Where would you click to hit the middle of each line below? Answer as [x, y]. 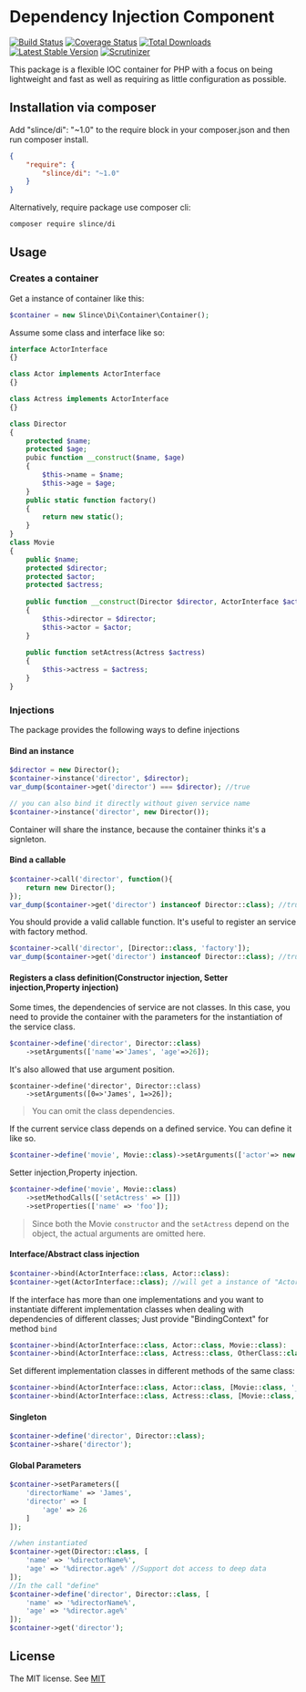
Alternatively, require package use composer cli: [100, 208]
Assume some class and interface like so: [87, 332]
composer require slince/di [63, 224]
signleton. [28, 839]
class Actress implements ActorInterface [89, 399]
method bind [33, 1328]
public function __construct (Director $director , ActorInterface [153, 602]
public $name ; [52, 559]
